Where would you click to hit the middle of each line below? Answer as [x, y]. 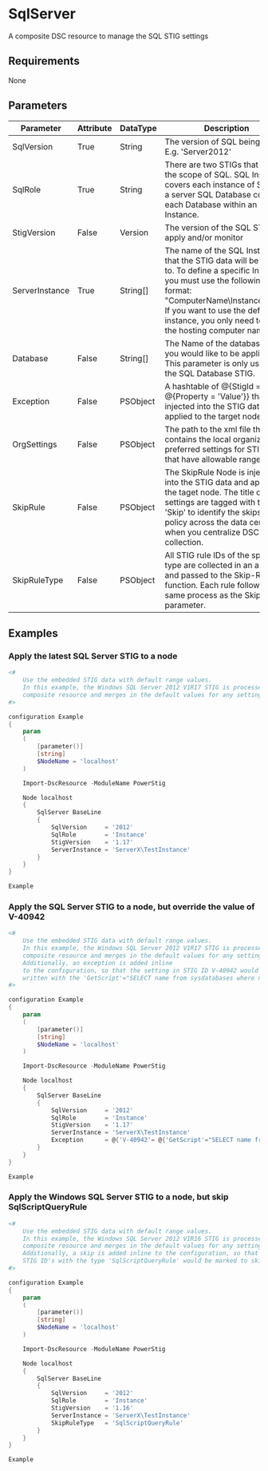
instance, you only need [209, 320]
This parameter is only [207, 363]
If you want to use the [205, 310]
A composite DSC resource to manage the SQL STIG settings [108, 36]
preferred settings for [205, 449]
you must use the [197, 280]
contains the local [198, 439]
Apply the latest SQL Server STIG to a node [93, 656]
